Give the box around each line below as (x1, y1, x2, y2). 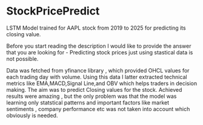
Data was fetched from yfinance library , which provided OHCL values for (6, 66, 190, 74)
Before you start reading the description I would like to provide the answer (6, 42, 191, 50)
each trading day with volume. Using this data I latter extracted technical (6, 73, 187, 80)
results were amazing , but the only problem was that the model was (6, 92, 177, 100)
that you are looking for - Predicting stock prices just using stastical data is (6, 48, 193, 56)
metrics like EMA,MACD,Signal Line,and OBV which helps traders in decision (6, 80, 198, 87)
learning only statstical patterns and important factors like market (6, 98, 170, 106)
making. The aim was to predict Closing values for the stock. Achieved (6, 86, 182, 93)
